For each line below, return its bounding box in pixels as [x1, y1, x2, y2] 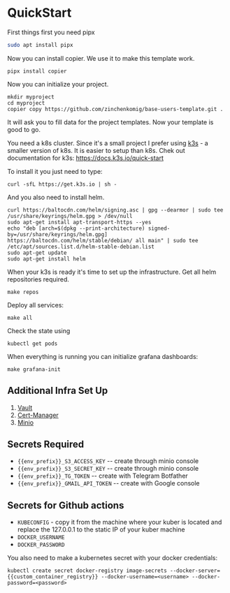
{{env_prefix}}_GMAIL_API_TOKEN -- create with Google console [17, 479, 201, 488]
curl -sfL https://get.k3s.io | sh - [7, 180, 117, 188]
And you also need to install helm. [7, 193, 105, 201]
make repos [7, 288, 39, 295]
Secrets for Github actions [7, 499, 124, 511]
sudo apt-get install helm [7, 255, 86, 263]
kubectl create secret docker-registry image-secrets [7, 567, 168, 574]
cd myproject [7, 99, 45, 106]
